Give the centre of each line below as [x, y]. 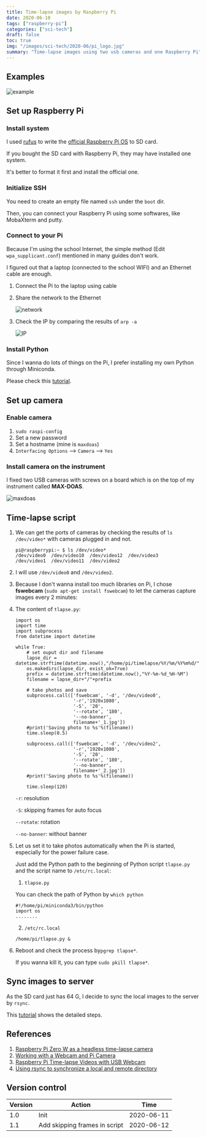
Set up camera [35, 400]
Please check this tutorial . [39, 381]
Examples [25, 77]
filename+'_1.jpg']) [99, 722]
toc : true [19, 40]
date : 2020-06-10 [29, 18]
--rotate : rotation [37, 822]
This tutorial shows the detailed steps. [54, 1015]
